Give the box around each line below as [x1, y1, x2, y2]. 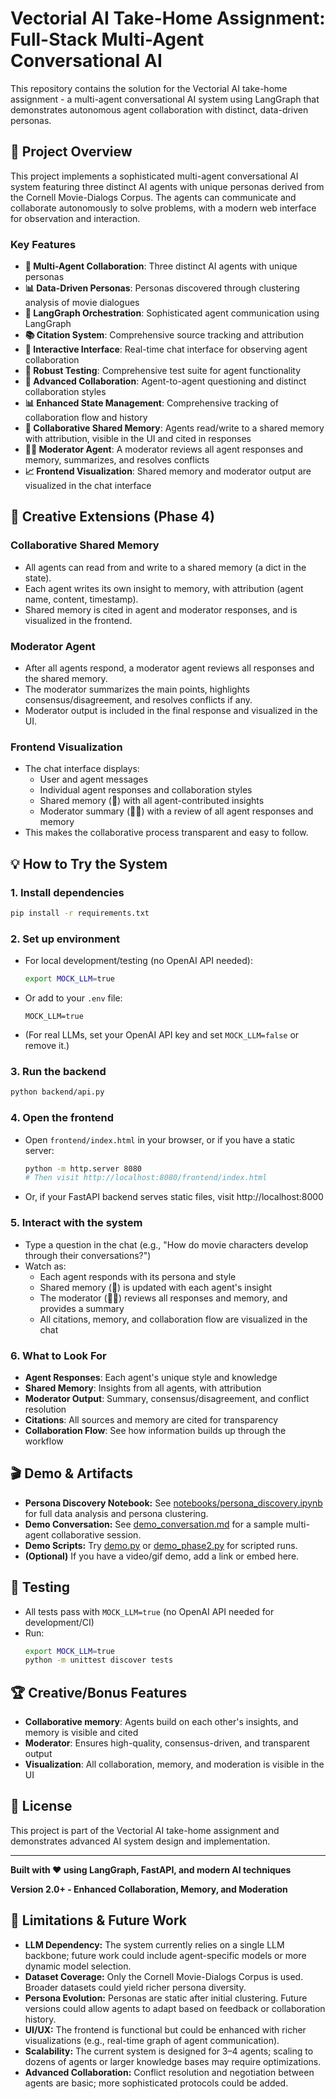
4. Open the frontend [10, 1111, 114, 1125]
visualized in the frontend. [24, 614, 133, 626]
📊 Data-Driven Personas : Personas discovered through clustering [24, 282, 300, 294]
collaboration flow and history [24, 412, 148, 424]
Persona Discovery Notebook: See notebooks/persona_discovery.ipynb [24, 1497, 323, 1509]
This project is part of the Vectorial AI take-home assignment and [10, 1824, 280, 1836]
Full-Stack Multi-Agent [10, 28, 205, 51]
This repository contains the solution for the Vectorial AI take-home [10, 82, 288, 94]
